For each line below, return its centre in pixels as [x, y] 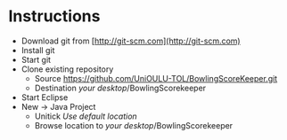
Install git [38, 50]
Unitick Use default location [86, 116]
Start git [36, 59]
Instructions [54, 16]
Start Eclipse [45, 97]
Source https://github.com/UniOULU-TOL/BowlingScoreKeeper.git [156, 78]
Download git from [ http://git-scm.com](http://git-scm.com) [131, 41]
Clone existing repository [67, 69]
